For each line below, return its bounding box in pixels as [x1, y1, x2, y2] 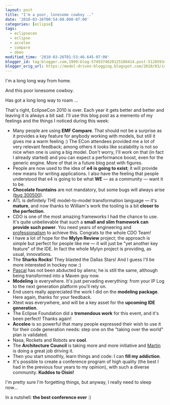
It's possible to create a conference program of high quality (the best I [12, 358, 159, 365]
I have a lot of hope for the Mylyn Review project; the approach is [12, 235, 150, 241]
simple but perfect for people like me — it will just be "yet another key [12, 241, 158, 247]
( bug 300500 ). [12, 192, 44, 198]
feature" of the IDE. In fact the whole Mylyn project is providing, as [12, 246, 152, 252]
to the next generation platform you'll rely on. [12, 284, 107, 290]
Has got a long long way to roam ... [5, 97, 78, 104]
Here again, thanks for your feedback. [12, 294, 92, 300]
